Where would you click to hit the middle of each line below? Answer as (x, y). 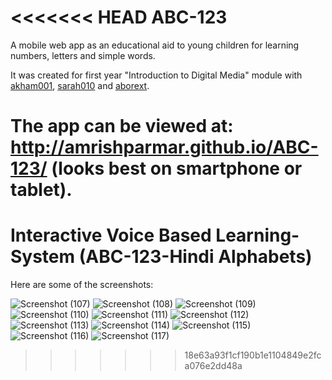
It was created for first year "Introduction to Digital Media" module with (156, 75)
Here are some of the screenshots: (82, 285)
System (43, 257)
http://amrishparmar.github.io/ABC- (164, 147)
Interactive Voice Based (111, 235)
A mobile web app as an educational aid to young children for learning (155, 45)
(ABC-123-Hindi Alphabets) (195, 257)
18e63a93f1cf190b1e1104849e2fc (253, 355)
